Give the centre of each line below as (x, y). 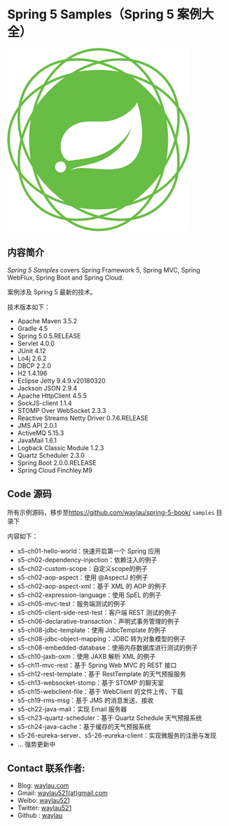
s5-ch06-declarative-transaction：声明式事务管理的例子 (98, 621)
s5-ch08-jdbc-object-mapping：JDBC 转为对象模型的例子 (102, 638)
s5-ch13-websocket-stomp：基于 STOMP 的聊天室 (91, 683)
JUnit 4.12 (32, 350)
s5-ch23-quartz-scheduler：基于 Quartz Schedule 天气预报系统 (110, 718)
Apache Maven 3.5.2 (47, 321)
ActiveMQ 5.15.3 (41, 433)
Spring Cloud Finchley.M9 (55, 470)
